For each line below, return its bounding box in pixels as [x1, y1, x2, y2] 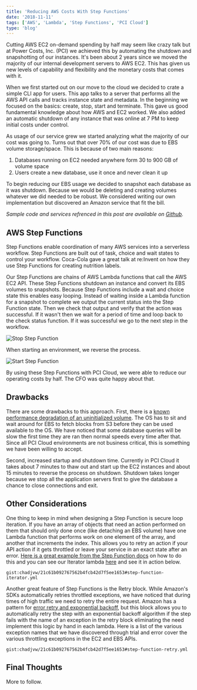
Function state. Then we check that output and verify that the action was [6, 305, 182, 312]
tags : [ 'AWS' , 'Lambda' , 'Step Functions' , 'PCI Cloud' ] [6, 19, 149, 25]
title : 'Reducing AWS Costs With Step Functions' [6, 8, 131, 15]
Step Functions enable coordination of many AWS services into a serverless [6, 244, 190, 251]
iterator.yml [6, 575, 38, 581]
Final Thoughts [6, 662, 63, 672]
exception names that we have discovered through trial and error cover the [6, 629, 188, 636]
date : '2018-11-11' [6, 14, 54, 20]
